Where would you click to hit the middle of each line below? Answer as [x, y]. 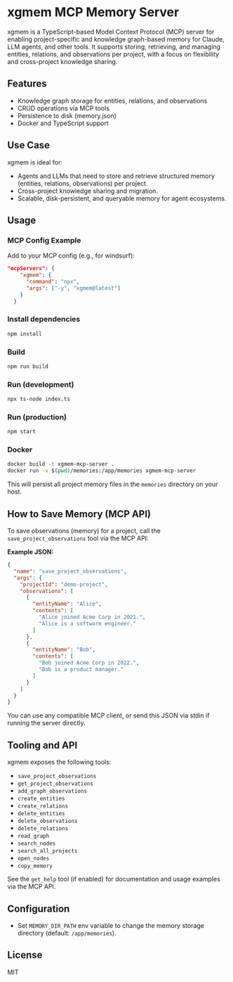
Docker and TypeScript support [63, 123]
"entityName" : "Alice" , [67, 604]
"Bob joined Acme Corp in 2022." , [89, 663]
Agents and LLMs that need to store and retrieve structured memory [116, 176]
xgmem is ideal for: [35, 162]
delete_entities [41, 814]
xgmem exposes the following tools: [59, 762]
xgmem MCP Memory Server [93, 12]
